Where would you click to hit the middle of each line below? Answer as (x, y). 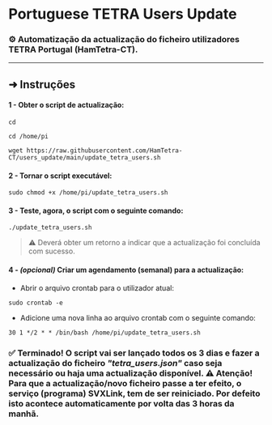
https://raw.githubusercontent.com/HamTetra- (104, 151)
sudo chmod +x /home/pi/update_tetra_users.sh (88, 193)
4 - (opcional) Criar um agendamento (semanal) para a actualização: (126, 270)
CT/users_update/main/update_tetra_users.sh (85, 158)
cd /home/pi (28, 137)
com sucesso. (51, 251)
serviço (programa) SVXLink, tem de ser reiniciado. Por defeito (134, 393)
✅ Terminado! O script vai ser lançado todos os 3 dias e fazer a (134, 353)
